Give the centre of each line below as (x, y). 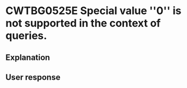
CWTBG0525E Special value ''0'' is (93, 11)
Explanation (28, 57)
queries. (26, 36)
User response (33, 77)
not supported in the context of (83, 23)
